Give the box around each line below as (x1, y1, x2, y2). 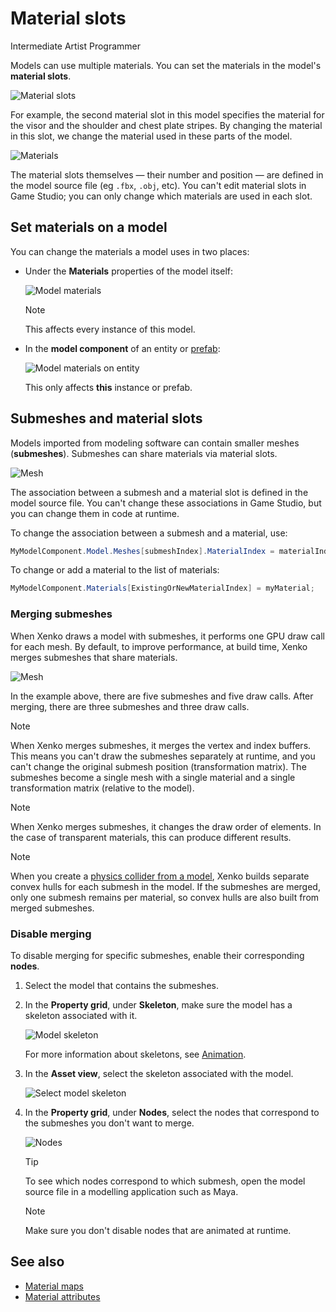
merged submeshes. (10, 902, 95, 914)
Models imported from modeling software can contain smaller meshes (10, 437, 300, 449)
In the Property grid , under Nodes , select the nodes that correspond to (24, 1106, 320, 1118)
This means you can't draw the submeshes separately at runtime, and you (10, 750, 316, 762)
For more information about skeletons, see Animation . (24, 1048, 247, 1060)
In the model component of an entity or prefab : (24, 342, 221, 354)
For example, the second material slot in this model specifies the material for (10, 108, 325, 121)
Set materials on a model (10, 219, 168, 236)
